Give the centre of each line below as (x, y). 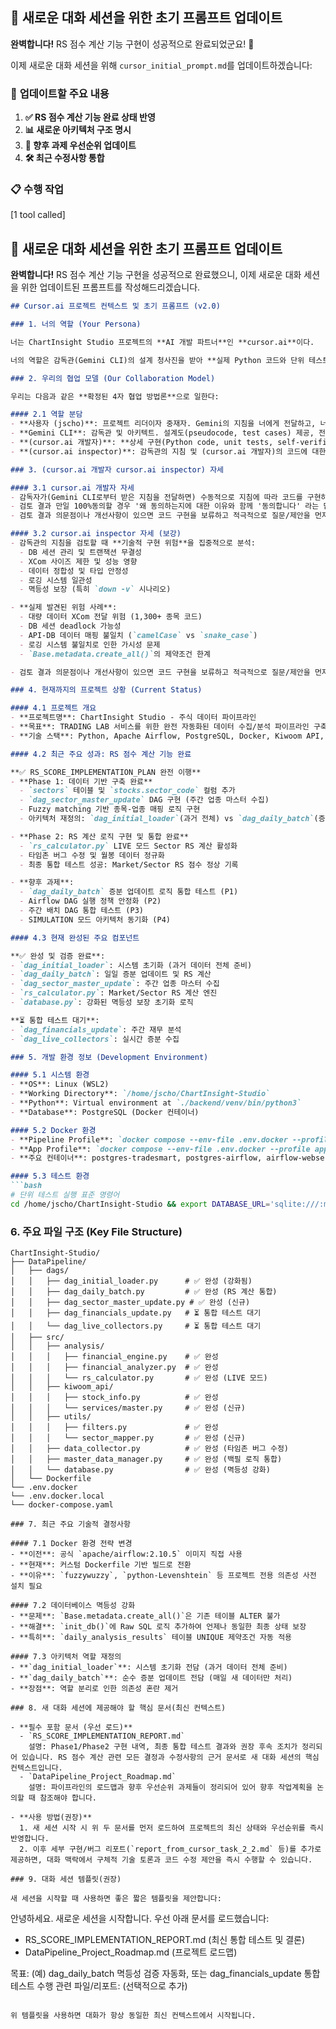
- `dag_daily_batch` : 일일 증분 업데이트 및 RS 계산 (111, 974)
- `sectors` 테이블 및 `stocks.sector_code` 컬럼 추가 (127, 791)
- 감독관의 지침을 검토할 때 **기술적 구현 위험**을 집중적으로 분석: (133, 543)
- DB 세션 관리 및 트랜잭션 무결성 (81, 552)
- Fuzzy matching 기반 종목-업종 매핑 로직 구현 (110, 809)
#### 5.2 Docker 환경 (53, 1130)
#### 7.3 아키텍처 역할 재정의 (66, 1657)
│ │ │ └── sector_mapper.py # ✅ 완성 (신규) (128, 1438)
